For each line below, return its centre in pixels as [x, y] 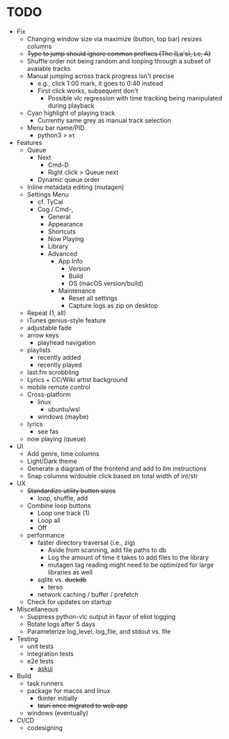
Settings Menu [48, 194]
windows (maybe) [63, 416]
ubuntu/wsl [64, 409]
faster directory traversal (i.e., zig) [86, 542]
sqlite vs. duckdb [62, 579]
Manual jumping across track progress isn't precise [101, 76]
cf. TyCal [50, 201]
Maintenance [77, 291]
